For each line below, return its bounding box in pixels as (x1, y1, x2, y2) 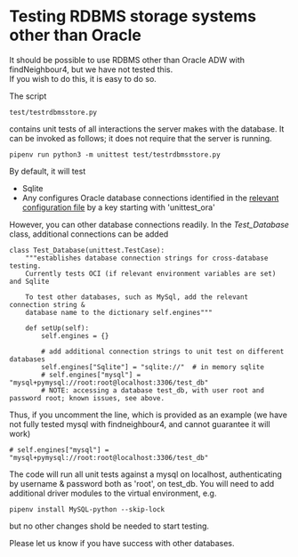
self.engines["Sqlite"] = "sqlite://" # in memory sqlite (41, 362, 265, 371)
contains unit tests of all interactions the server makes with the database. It (9, 123, 285, 134)
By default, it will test (9, 165, 86, 176)
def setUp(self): (25, 323, 90, 333)
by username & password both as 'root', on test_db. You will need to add (9, 478, 275, 488)
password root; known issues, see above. (9, 393, 165, 402)
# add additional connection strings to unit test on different (41, 347, 285, 356)
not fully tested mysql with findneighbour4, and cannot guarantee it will (9, 418, 270, 429)
